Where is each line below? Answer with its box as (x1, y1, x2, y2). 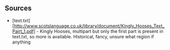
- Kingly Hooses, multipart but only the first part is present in (37, 28, 163, 34)
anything (12, 39, 31, 45)
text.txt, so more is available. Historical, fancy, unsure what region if (12, 33, 154, 39)
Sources (5, 4, 32, 13)
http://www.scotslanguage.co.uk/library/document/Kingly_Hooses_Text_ (14, 23, 165, 29)
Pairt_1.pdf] (12, 28, 36, 34)
